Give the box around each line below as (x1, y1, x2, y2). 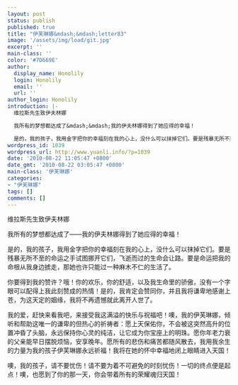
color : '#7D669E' (7, 57, 59, 64)
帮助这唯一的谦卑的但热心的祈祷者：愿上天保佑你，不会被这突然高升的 (19, 320, 225, 328)
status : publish (7, 17, 55, 24)
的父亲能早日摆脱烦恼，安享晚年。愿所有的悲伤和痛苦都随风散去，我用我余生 (7, 337, 231, 346)
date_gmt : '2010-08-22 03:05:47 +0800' (7, 161, 125, 169)
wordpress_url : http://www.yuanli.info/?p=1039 (7, 148, 151, 156)
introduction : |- (7, 103, 59, 110)
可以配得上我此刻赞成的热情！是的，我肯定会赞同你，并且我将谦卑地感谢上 (13, 287, 231, 295)
